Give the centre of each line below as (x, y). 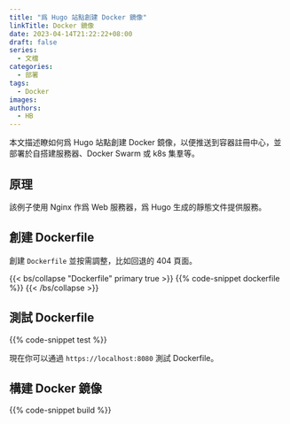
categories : (31, 67)
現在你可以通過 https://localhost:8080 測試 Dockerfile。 (114, 358)
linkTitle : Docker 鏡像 (52, 26)
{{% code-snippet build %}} (60, 410)
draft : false (33, 42)
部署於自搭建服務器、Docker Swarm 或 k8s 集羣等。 (104, 154)
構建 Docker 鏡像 (56, 388)
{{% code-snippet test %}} (59, 339)
